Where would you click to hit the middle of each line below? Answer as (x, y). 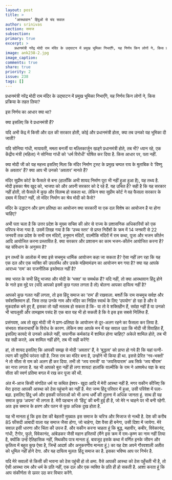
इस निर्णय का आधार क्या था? (28, 112)
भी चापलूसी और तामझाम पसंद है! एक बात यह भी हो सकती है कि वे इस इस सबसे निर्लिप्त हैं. (77, 312)
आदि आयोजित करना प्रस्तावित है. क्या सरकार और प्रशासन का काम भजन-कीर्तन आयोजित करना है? (84, 241)
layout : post (19, 10)
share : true (18, 67)
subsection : (18, 34)
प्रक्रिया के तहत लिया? (23, 102)
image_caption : (21, 58)
